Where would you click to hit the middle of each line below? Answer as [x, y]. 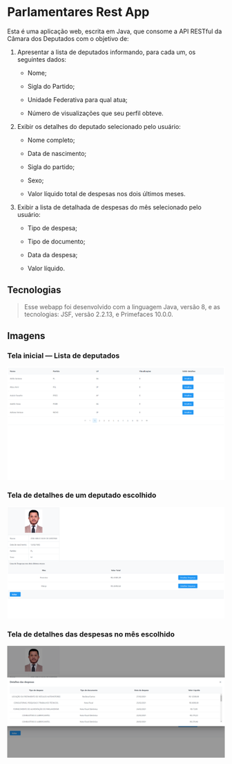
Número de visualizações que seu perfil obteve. [95, 113]
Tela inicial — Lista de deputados [64, 356]
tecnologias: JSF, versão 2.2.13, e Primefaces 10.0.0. [99, 314]
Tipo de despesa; [52, 228]
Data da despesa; [52, 254]
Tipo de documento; [56, 241]
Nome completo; [51, 140]
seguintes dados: [42, 59]
